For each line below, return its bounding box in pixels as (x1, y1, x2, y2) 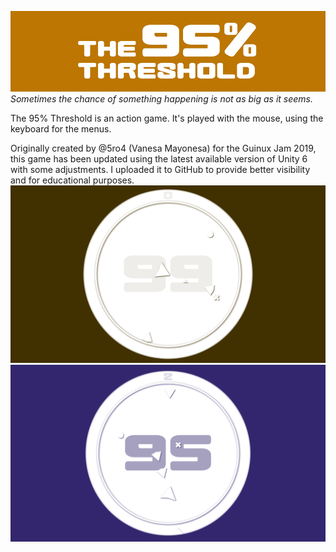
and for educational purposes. (10, 174, 135, 186)
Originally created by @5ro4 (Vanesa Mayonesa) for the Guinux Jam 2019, (10, 142, 317, 155)
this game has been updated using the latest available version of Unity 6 (10, 153, 308, 165)
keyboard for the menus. (10, 123, 112, 135)
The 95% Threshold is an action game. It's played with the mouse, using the (10, 112, 324, 125)
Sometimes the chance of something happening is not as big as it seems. (10, 93, 314, 105)
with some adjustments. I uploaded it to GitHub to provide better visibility (10, 164, 311, 176)
